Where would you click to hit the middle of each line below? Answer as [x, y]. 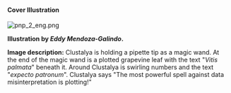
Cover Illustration [34, 10]
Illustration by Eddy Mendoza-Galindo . [65, 39]
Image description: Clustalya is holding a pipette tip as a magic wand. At [113, 52]
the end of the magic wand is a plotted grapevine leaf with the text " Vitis [112, 60]
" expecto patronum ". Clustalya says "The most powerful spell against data [116, 75]
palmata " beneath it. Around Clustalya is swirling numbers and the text [111, 67]
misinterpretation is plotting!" [49, 82]
